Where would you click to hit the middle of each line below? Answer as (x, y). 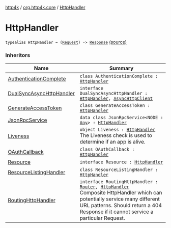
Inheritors (18, 55)
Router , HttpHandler (105, 187)
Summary (121, 68)
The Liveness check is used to (116, 135)
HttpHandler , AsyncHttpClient (116, 98)
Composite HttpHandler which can (121, 193)
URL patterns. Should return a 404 (121, 206)
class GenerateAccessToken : (115, 106)
